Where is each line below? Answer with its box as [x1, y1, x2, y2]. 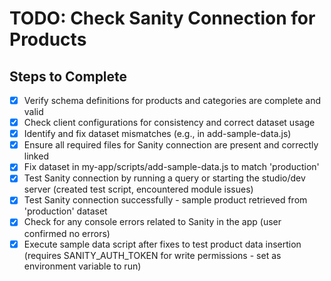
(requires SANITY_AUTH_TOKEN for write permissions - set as [23, 249, 282, 261]
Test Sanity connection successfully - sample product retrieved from [23, 194, 308, 206]
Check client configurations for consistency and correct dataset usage [23, 117, 316, 129]
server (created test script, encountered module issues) [23, 183, 254, 196]
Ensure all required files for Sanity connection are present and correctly [23, 139, 319, 151]
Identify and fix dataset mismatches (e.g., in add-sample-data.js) [23, 128, 292, 140]
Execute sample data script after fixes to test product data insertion [23, 238, 302, 250]
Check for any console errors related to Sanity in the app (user [23, 216, 282, 228]
